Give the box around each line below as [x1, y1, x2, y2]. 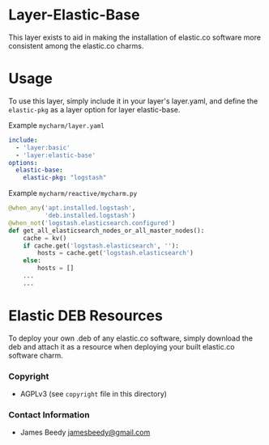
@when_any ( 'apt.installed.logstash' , [8, 204, 136, 212]
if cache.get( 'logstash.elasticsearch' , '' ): [23, 241, 180, 250]
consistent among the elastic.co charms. [8, 40, 144, 50]
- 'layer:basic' [15, 143, 70, 151]
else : [23, 256, 42, 265]
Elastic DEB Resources [8, 306, 164, 324]
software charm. [8, 350, 63, 360]
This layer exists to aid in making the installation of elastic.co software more [8, 32, 262, 42]
